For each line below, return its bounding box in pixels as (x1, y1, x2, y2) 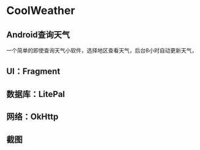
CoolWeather (6, 4, 75, 18)
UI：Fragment (6, 66, 61, 77)
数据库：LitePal (6, 89, 65, 99)
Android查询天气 (6, 29, 70, 40)
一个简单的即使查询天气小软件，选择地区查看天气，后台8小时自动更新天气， (6, 47, 198, 54)
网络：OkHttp (6, 112, 59, 122)
